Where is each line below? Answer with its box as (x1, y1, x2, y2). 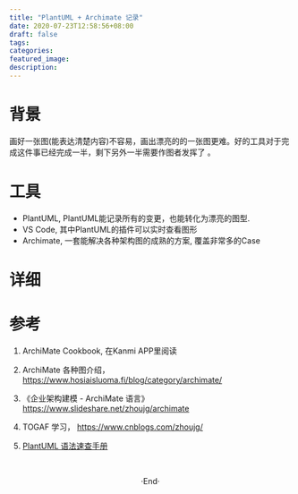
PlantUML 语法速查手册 (21, 440, 108, 451)
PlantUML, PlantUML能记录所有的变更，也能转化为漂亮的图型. (21, 212, 251, 224)
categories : (9, 47, 54, 55)
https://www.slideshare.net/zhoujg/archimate (21, 403, 190, 413)
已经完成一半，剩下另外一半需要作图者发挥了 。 (39, 147, 216, 158)
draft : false (9, 30, 58, 38)
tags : (9, 38, 30, 47)
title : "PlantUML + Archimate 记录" (9, 13, 143, 22)
